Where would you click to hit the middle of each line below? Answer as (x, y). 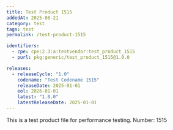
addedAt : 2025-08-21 (33, 18)
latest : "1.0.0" (38, 97)
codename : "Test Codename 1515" (58, 80)
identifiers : (23, 46)
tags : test (20, 29)
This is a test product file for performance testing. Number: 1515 (87, 120)
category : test (26, 23)
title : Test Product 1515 (39, 12)
